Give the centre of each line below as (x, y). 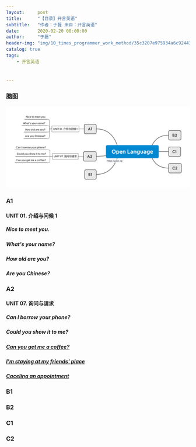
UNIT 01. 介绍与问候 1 (32, 216)
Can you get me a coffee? (38, 346)
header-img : (20, 43)
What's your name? (31, 244)
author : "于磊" (29, 37)
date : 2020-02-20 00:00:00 (47, 31)
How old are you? (28, 259)
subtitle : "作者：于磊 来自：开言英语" (52, 25)
